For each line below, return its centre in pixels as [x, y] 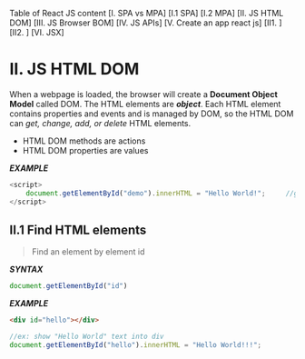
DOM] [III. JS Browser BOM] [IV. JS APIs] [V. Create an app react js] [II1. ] [146, 23]
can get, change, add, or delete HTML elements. [100, 123]
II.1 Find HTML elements [78, 229]
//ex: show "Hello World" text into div [87, 337]
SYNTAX [26, 269]
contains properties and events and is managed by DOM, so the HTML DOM [152, 114]
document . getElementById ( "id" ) [69, 286]
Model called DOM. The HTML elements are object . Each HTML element [145, 104]
